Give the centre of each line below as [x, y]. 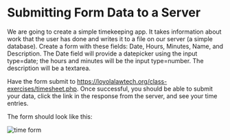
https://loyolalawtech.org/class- [122, 81]
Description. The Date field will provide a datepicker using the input [102, 54]
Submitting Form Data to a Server [104, 13]
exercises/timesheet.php [42, 89]
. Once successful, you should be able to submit [145, 89]
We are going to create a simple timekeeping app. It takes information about [114, 32]
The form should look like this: [50, 116]
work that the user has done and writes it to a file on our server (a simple [110, 38]
